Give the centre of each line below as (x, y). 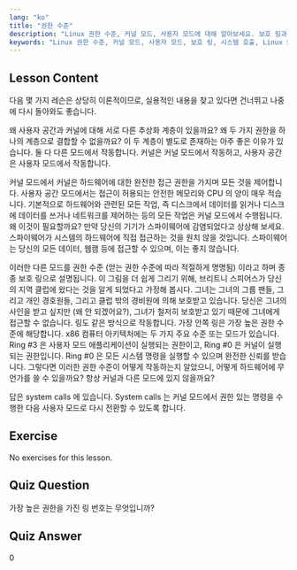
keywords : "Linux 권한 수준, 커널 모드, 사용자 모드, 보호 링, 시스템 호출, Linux (146, 42)
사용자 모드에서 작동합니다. (65, 164)
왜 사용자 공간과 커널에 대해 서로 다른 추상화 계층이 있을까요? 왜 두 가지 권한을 (143, 130)
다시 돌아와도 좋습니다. (57, 112)
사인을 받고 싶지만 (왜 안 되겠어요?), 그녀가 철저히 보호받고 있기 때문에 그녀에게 (145, 312)
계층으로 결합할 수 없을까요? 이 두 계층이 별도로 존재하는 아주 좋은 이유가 (150, 142)
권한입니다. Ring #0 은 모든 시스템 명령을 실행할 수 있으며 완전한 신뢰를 (148, 356)
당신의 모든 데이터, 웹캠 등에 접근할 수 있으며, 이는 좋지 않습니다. (129, 249)
